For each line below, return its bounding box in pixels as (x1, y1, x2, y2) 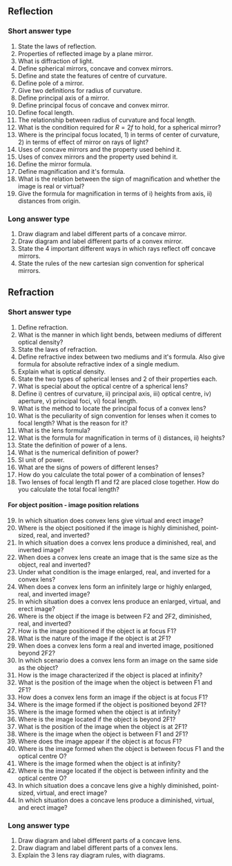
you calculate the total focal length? (17, 485, 120, 493)
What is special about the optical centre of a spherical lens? (17, 382, 188, 390)
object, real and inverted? (17, 560, 91, 569)
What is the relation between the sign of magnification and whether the (17, 175, 220, 183)
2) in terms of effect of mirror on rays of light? (17, 138, 149, 146)
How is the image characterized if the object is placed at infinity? (17, 671, 203, 679)
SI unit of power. (17, 455, 65, 463)
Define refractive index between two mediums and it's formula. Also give (17, 353, 225, 361)
